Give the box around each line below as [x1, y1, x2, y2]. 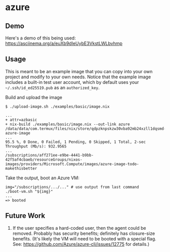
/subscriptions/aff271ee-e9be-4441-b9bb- [5, 153, 94, 158]
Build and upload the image [5, 94, 62, 100]
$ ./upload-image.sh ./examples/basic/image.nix [5, 104, 110, 109]
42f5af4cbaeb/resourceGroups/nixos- [5, 157, 82, 162]
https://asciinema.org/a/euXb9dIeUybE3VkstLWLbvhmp [5, 40, 123, 46]
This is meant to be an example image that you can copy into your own [5, 68, 153, 74]
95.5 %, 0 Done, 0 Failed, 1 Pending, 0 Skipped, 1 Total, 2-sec [5, 139, 146, 144]
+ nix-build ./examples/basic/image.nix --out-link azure [5, 122, 130, 127]
